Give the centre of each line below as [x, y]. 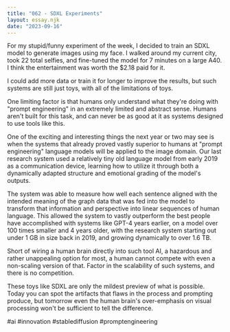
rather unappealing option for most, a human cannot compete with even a [111, 258]
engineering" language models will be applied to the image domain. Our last [114, 151]
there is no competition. [41, 273]
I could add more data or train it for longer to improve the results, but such [112, 81]
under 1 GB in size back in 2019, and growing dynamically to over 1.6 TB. [109, 238]
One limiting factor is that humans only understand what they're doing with [113, 102]
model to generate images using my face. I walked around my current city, [112, 53]
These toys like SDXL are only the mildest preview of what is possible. [106, 287]
